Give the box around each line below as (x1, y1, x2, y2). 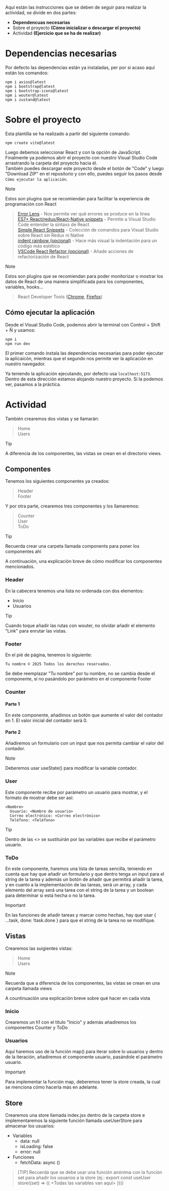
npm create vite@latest (5, 140, 55, 145)
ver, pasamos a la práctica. (5, 381, 62, 387)
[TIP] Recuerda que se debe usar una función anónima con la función (17, 1169, 162, 1175)
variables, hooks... (5, 283, 44, 290)
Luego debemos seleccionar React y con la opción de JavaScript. (5, 149, 142, 155)
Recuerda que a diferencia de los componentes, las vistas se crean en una (5, 980, 160, 986)
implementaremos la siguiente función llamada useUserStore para (5, 1117, 142, 1124)
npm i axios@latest (5, 79, 46, 85)
